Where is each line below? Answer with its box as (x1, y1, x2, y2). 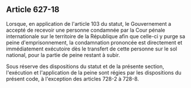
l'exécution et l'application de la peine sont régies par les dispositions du (6, 69, 182, 76)
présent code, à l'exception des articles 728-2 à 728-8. (6, 75, 139, 82)
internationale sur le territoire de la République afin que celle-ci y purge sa (6, 32, 186, 40)
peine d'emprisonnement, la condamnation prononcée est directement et (6, 39, 183, 46)
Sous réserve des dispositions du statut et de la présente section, (6, 63, 165, 70)
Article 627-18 (6, 5, 60, 15)
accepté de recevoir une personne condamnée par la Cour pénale (6, 26, 165, 33)
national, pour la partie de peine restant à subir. (6, 51, 120, 58)
